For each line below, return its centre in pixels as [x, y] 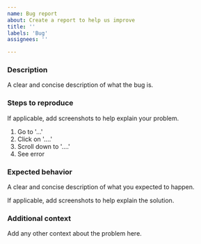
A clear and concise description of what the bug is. [80, 85]
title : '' [22, 26]
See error [31, 154]
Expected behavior [40, 172]
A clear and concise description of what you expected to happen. [101, 187]
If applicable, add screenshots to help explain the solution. [91, 201]
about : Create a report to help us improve [71, 20]
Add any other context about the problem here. [75, 234]
